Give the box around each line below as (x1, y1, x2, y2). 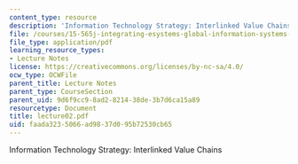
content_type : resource (9, 12, 98, 22)
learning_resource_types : (9, 46, 105, 55)
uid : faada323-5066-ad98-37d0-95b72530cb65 (9, 121, 173, 129)
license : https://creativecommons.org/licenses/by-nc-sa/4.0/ (9, 63, 244, 72)
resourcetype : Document (9, 104, 98, 113)
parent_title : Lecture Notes (9, 79, 117, 88)
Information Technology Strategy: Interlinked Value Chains (9, 144, 223, 155)
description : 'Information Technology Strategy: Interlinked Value (9, 21, 264, 30)
